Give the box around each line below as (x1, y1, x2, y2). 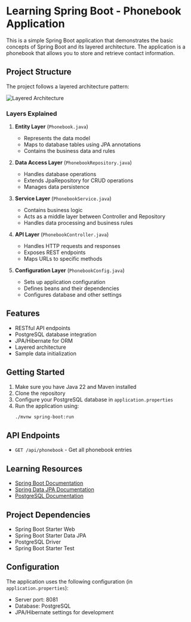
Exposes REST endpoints (23, 249, 86, 256)
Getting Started (6, 367, 65, 378)
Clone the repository (14, 389, 66, 397)
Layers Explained (6, 109, 57, 117)
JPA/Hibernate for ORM (14, 337, 73, 344)
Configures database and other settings (23, 291, 122, 298)
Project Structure (6, 67, 72, 77)
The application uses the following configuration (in (6, 578, 133, 585)
